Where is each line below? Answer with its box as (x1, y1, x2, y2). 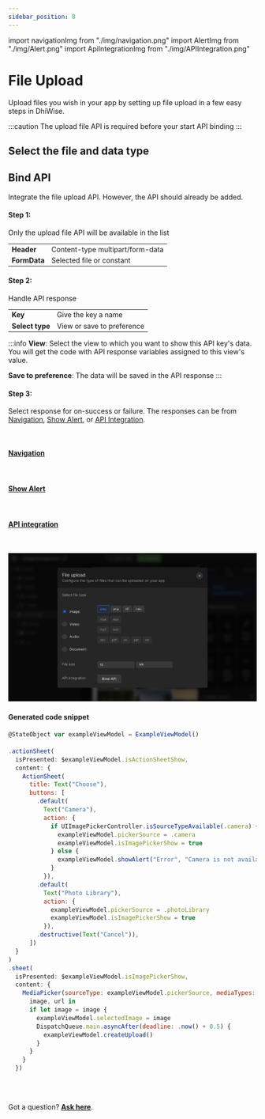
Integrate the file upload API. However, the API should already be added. (8, 192, 243, 202)
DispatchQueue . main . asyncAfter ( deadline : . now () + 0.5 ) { (36, 1023, 231, 1030)
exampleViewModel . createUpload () (43, 1030, 154, 1039)
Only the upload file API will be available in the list (8, 228, 170, 237)
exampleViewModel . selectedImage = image (36, 1014, 171, 1022)
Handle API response (8, 293, 77, 303)
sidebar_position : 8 (8, 13, 77, 21)
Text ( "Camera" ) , (43, 806, 97, 814)
